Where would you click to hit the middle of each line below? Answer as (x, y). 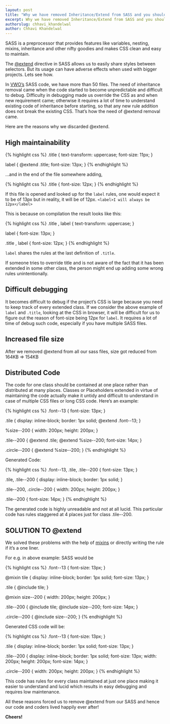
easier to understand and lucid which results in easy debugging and (76, 686)
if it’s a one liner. (22, 548)
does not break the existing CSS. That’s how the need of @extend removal (83, 112)
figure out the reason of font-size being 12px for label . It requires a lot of (81, 318)
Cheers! (14, 717)
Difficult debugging (37, 289)
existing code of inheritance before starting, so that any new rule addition (82, 106)
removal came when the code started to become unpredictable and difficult (84, 90)
